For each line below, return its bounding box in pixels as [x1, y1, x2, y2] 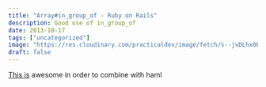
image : [8, 41, 30, 49]
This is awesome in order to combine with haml [8, 70, 162, 79]
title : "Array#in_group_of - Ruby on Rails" [8, 11, 158, 20]
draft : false [8, 48, 51, 56]
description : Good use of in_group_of [8, 19, 136, 27]
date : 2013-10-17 [8, 26, 66, 34]
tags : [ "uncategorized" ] [8, 33, 90, 42]
